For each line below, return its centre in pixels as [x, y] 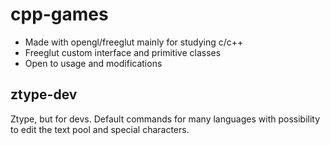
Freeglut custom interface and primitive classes [123, 52]
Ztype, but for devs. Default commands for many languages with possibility [165, 119]
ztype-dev [44, 94]
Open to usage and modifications [93, 63]
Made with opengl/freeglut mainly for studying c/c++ [134, 42]
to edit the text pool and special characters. [100, 129]
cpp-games [59, 14]
